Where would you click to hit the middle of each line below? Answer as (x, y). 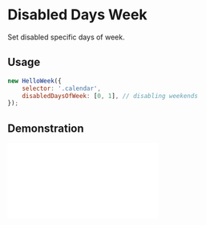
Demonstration (46, 128)
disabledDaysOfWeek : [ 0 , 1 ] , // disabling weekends (110, 96)
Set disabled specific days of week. (66, 37)
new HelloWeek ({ (34, 81)
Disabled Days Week (77, 15)
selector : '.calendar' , (62, 88)
